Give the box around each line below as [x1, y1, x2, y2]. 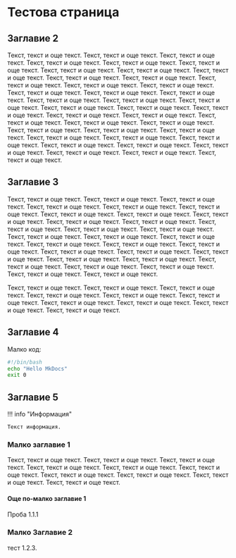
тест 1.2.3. [7, 543, 37, 552]
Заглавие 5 [7, 391, 58, 403]
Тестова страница [7, 4, 120, 20]
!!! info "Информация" [7, 410, 73, 418]
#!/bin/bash [7, 359, 42, 366]
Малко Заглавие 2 [7, 528, 73, 538]
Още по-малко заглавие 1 [7, 494, 87, 502]
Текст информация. [7, 423, 61, 430]
